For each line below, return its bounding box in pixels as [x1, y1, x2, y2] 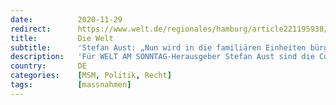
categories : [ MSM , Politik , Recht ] [10, 71, 172, 81]
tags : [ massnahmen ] [10, 80, 132, 90]
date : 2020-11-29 [10, 14, 123, 25]
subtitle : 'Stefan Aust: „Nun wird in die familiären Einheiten [10, 42, 307, 53]
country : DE [10, 61, 87, 71]
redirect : [10, 24, 52, 34]
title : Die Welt [10, 33, 114, 43]
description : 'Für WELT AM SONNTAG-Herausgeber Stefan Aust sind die [10, 52, 315, 62]
